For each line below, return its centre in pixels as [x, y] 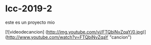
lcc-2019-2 [29, 9]
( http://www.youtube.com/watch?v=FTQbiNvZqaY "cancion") [68, 37]
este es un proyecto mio [30, 22]
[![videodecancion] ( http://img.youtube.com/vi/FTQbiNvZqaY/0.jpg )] [76, 32]
